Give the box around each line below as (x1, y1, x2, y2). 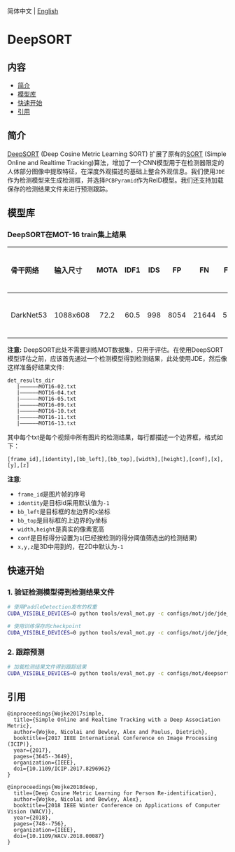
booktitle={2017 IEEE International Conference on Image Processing (13, 734, 218, 741)
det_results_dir (7, 377, 55, 384)
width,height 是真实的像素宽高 (17, 525, 105, 533)
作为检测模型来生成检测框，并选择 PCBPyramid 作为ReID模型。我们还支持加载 (7, 176, 224, 184)
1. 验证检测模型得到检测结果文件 (7, 587, 115, 597)
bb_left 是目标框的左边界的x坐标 (17, 507, 111, 516)
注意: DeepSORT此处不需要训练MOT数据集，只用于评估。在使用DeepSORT (7, 346, 224, 354)
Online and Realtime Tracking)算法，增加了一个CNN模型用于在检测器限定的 (7, 158, 225, 166)
